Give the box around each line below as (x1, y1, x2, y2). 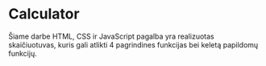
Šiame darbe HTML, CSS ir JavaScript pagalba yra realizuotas (8, 31, 215, 41)
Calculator (8, 5, 80, 23)
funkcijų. (8, 48, 38, 58)
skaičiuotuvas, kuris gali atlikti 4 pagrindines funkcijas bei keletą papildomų (8, 39, 259, 49)
